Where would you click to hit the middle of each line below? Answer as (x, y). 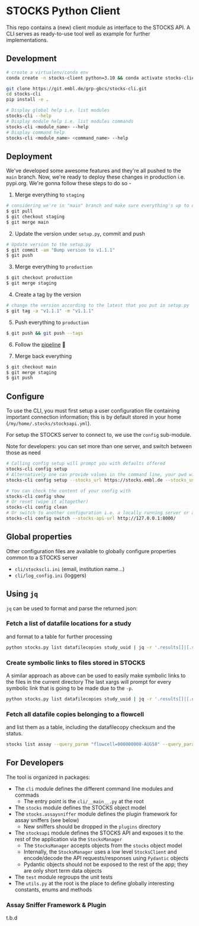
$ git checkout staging (36, 217)
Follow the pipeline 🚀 (40, 344)
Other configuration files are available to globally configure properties (91, 551)
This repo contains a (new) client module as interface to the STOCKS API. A (98, 27)
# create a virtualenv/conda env (47, 72)
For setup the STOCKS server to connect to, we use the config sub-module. (99, 435)
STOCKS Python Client (63, 11)
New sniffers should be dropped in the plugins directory (92, 826)
